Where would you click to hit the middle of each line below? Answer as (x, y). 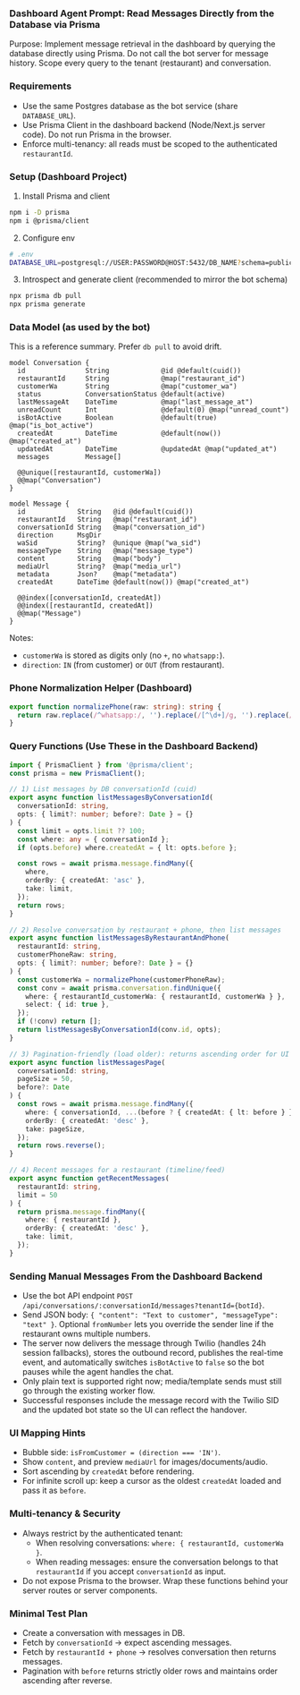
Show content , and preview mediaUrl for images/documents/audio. (145, 1462)
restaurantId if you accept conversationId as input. (130, 1571)
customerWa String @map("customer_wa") (128, 387)
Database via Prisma (55, 24)
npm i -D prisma (39, 212)
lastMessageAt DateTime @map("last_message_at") (135, 402)
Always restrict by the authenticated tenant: (102, 1533)
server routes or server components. (90, 1590)
